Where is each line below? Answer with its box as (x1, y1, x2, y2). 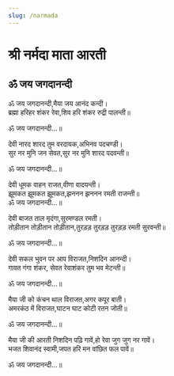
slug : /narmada (8, 11, 59, 20)
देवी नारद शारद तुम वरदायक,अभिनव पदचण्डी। (8, 139, 123, 149)
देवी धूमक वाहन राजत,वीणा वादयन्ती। (8, 180, 101, 189)
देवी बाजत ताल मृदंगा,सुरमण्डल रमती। (8, 213, 102, 222)
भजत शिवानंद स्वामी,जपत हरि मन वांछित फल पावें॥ (8, 344, 134, 353)
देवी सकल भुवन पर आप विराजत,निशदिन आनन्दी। (8, 254, 132, 264)
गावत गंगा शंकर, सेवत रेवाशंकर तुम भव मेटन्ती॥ (8, 263, 126, 272)
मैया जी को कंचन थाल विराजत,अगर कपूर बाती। (8, 294, 127, 304)
